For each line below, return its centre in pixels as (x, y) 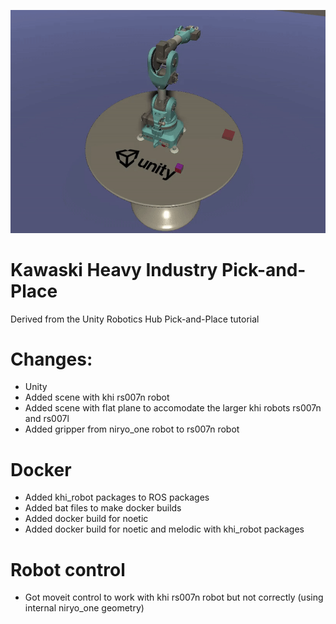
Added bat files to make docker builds (103, 508)
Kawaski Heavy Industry (114, 269)
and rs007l (47, 419)
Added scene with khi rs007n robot (97, 397)
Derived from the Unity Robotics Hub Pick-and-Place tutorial (135, 319)
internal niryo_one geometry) (84, 608)
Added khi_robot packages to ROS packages (117, 497)
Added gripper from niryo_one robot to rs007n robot (132, 429)
